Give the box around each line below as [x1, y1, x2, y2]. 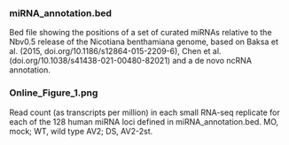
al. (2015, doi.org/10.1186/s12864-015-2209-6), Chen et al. [9, 46, 222, 57]
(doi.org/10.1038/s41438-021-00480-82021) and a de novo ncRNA [9, 56, 253, 66]
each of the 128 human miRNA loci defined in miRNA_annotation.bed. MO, [9, 116, 279, 126]
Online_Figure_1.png [9, 87, 98, 99]
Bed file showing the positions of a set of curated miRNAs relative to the [9, 27, 272, 38]
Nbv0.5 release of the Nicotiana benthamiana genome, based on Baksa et [9, 36, 279, 47]
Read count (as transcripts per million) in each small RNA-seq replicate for [9, 107, 281, 118]
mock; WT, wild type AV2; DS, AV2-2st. [9, 126, 153, 136]
